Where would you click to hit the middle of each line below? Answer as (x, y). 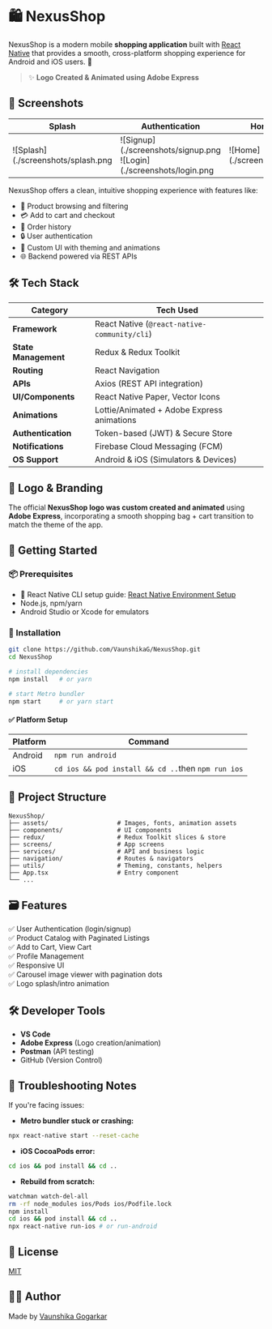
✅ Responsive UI (36, 965)
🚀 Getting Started (53, 550)
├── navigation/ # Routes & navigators (101, 858)
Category (50, 310)
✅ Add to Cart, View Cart (50, 947)
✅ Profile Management (46, 956)
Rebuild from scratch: (57, 1182)
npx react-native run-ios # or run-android (83, 1226)
